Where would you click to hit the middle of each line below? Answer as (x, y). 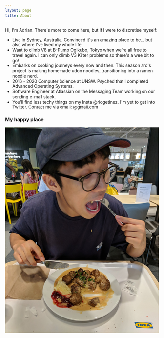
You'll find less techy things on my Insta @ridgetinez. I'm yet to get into (83, 102)
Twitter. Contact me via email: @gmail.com (55, 107)
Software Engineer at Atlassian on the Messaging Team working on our (83, 91)
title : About (18, 15)
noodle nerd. (25, 76)
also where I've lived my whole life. (47, 44)
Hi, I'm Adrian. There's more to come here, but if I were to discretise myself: (81, 30)
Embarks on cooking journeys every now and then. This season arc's (82, 65)
